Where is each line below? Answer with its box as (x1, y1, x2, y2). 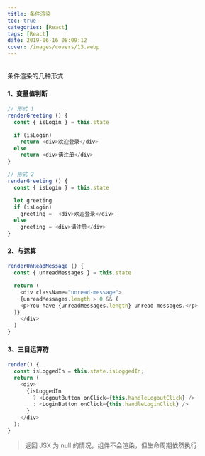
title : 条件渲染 (7, 10, 51, 18)
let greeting (13, 197, 52, 204)
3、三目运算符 (7, 345, 50, 353)
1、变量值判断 (7, 89, 48, 98)
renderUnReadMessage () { (7, 263, 84, 270)
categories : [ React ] (7, 24, 69, 31)
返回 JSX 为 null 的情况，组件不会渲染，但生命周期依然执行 (24, 441, 197, 450)
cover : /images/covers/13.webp (7, 43, 100, 51)
